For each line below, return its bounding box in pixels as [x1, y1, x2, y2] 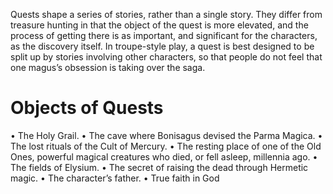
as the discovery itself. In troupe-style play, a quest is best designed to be [10, 40, 315, 52]
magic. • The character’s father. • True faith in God [10, 172, 220, 184]
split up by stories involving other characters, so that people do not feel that [10, 51, 323, 63]
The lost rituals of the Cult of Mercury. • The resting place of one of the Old [10, 140, 322, 152]
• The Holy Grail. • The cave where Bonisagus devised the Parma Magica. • [10, 129, 323, 141]
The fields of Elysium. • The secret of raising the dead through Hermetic [10, 161, 309, 173]
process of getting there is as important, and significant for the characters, [10, 30, 318, 41]
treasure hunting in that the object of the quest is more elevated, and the [10, 19, 309, 31]
